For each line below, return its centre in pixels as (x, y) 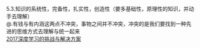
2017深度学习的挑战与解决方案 (44, 39)
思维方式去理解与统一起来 (48, 31)
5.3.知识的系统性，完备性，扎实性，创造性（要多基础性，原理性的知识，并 (98, 9)
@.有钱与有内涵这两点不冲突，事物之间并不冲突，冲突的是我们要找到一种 (96, 24)
